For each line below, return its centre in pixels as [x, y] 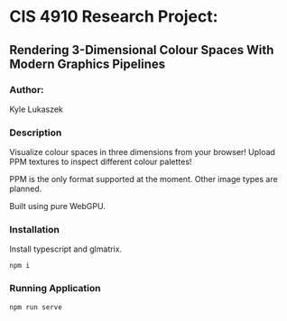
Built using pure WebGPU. [57, 206]
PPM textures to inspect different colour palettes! [101, 162]
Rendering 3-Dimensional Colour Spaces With [142, 50]
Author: [27, 89]
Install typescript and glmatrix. [66, 249]
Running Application [55, 289]
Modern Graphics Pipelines [88, 64]
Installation [35, 230]
